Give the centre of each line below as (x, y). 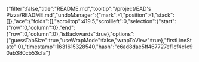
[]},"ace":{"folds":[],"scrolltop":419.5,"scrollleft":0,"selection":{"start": (91, 21)
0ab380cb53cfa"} (28, 53)
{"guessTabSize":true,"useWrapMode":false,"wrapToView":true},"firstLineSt (99, 40)
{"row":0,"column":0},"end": (41, 27)
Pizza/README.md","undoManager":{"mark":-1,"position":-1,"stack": (90, 15)
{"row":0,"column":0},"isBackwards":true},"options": (71, 34)
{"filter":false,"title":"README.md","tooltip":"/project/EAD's (79, 9)
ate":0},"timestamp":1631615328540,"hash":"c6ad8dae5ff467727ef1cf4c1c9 (99, 46)
